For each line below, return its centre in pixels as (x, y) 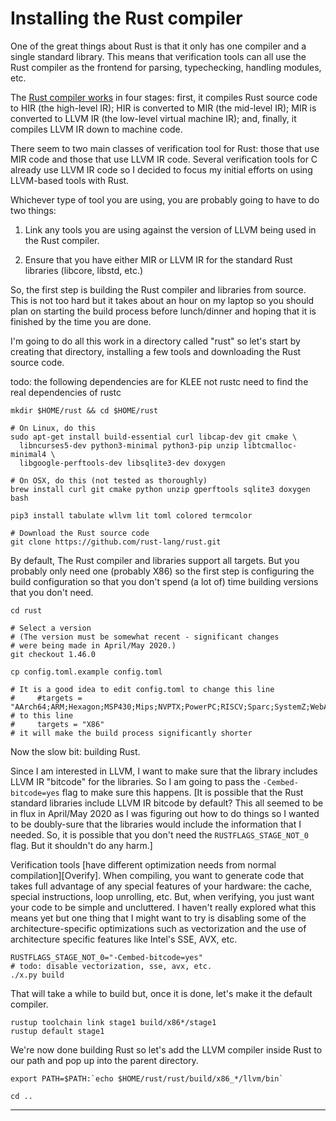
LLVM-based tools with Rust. (70, 180)
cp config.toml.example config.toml (86, 672)
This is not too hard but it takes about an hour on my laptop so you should (162, 300)
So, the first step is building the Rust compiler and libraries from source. (158, 289)
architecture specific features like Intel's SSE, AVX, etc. (124, 939)
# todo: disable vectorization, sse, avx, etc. (111, 966)
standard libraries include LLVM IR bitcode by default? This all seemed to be (167, 803)
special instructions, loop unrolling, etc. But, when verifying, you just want (162, 896)
